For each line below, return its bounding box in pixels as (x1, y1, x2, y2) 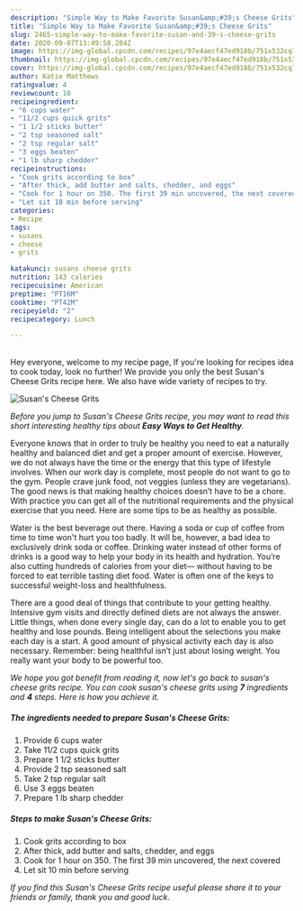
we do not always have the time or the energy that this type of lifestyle (10, 457, 272, 468)
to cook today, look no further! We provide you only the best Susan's (10, 366, 265, 377)
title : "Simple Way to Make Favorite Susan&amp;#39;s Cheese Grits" (10, 22, 272, 31)
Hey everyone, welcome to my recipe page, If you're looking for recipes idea (10, 357, 295, 368)
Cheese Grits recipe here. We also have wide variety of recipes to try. (10, 376, 268, 387)
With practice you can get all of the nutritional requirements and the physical (10, 495, 294, 506)
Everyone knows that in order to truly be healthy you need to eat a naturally (10, 438, 290, 449)
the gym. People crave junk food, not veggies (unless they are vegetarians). (10, 476, 291, 487)
